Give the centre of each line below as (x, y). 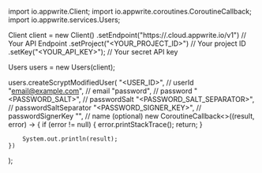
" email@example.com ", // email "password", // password (100, 91)
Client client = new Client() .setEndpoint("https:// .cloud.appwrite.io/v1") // (127, 35)
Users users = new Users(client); (62, 67)
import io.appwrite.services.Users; (64, 20)
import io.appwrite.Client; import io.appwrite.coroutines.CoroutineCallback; (130, 11)
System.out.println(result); (70, 139)
